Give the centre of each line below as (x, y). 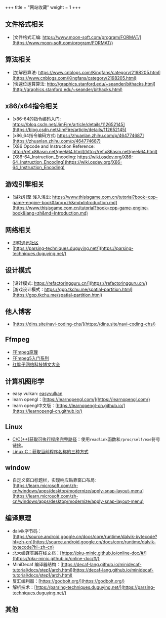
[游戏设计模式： (28, 289)
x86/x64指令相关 (32, 106)
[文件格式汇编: (27, 37)
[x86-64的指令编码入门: (37, 119)
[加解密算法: (24, 72)
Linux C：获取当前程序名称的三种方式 (50, 452)
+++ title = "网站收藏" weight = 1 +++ (43, 7)
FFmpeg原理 (25, 352)
